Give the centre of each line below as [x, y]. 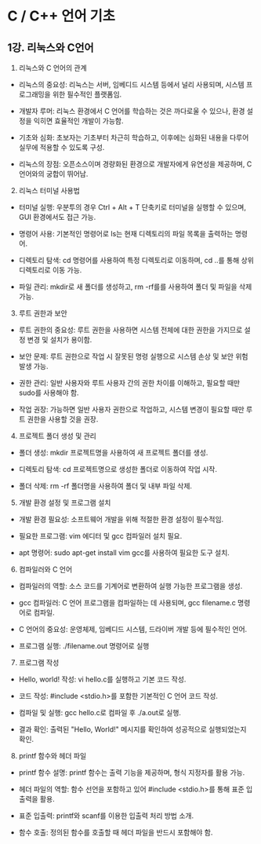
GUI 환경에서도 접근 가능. [57, 217]
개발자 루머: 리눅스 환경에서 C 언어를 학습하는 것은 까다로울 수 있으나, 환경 [132, 111]
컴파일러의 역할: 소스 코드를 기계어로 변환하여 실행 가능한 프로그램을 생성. [130, 586]
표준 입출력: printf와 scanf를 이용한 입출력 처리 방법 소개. [106, 816]
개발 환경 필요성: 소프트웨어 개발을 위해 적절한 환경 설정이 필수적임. [121, 519]
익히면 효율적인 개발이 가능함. [78, 121]
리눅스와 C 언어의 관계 [53, 68]
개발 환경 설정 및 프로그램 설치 [65, 502]
